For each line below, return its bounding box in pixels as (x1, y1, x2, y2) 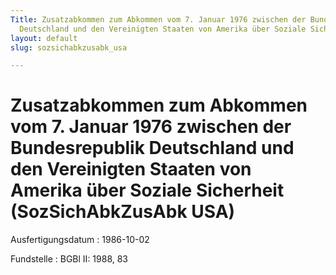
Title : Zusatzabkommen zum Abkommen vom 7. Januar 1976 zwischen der (10, 14, 307, 25)
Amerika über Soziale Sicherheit (10, 179, 285, 202)
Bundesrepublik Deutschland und (10, 137, 295, 160)
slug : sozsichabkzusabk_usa (10, 42, 128, 53)
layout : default (10, 33, 78, 43)
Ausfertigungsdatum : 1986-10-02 (10, 234, 150, 246)
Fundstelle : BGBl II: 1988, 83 (10, 253, 129, 265)
